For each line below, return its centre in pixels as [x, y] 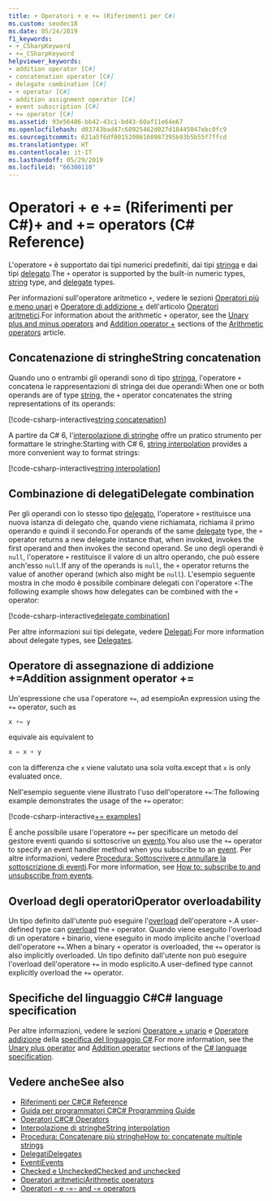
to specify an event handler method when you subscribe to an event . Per [130, 850]
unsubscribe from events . [52, 875]
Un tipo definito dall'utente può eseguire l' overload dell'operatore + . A [124, 921]
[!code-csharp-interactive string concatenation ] [87, 419]
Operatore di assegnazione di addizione [111, 666]
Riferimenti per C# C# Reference [74, 1102]
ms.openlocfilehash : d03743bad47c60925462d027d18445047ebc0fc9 [118, 129]
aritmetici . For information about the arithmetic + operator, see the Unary [129, 315]
